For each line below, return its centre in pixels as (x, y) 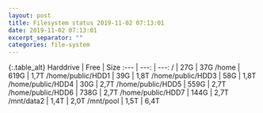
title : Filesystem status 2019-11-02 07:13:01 (86, 23)
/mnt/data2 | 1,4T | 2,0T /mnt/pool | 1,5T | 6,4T (84, 101)
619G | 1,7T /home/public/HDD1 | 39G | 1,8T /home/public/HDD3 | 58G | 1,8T (132, 76)
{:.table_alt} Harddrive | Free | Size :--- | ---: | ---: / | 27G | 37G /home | (124, 67)
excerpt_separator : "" (46, 38)
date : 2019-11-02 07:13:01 (53, 30)
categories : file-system (49, 45)
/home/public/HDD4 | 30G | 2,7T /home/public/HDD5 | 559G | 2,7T (117, 85)
